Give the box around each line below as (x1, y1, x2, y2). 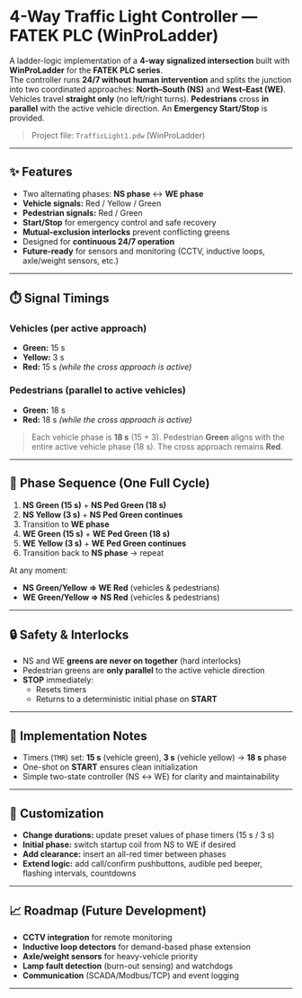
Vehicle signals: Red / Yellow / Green (22, 198, 162, 209)
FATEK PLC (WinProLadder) (9, 25, 218, 46)
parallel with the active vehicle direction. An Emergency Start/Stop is (9, 102, 268, 113)
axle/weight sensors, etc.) (22, 254, 120, 266)
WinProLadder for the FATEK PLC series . (9, 65, 164, 76)
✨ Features (9, 165, 73, 180)
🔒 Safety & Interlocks (9, 627, 129, 642)
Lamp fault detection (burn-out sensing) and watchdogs (22, 960, 234, 971)
